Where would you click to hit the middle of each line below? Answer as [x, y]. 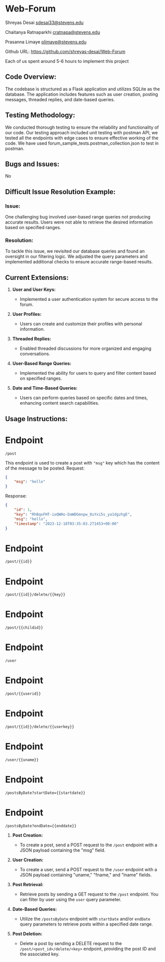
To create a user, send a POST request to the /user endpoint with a [88, 869]
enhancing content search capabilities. [59, 403]
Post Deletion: [27, 934]
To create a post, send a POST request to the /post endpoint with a [88, 845]
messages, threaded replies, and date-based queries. [60, 99]
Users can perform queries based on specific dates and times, [84, 398]
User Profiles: [27, 314]
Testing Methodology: [40, 115]
